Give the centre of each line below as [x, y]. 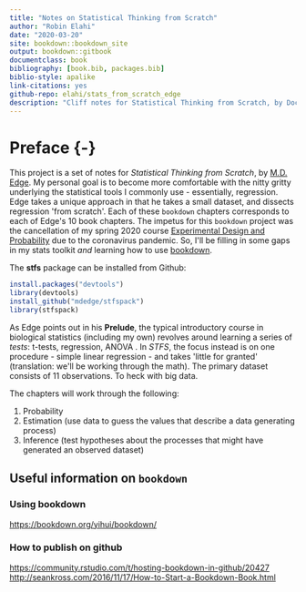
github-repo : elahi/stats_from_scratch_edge [95, 94]
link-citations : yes [49, 86]
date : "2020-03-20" [46, 35]
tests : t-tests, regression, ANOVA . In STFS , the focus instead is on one [142, 346]
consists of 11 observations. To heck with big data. [104, 375]
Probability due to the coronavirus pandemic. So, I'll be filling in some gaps [150, 240]
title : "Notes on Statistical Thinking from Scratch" [114, 18]
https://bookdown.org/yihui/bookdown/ [83, 524]
